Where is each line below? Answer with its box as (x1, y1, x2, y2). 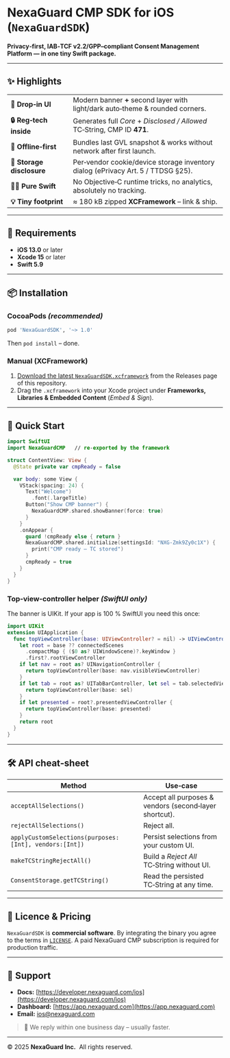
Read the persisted (143, 871, 204, 881)
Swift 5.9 (16, 260, 44, 268)
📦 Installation (7, 287, 68, 299)
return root (19, 719, 53, 725)
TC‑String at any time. (143, 880, 214, 889)
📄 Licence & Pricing (7, 911, 91, 922)
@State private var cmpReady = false (13, 463, 121, 470)
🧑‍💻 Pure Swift (10, 181, 56, 191)
